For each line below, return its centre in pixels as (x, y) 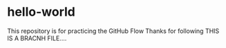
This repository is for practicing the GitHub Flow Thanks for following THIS (113, 31)
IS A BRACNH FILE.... (37, 38)
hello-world (41, 12)
